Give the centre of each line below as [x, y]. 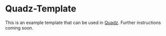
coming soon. [19, 27]
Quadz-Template [41, 9]
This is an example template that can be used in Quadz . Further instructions [83, 22]
